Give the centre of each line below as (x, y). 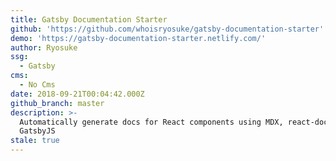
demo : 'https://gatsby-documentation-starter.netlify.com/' (138, 38)
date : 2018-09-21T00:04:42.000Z (77, 94)
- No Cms (37, 85)
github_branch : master (57, 103)
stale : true (35, 141)
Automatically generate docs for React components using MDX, (151, 122)
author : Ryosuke (44, 47)
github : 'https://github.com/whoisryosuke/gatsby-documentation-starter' (167, 29)
